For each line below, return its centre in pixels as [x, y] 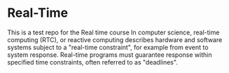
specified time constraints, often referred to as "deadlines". [93, 62]
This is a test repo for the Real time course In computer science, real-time [113, 32]
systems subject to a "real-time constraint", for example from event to [108, 47]
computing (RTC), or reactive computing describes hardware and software [115, 39]
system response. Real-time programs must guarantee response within [110, 55]
